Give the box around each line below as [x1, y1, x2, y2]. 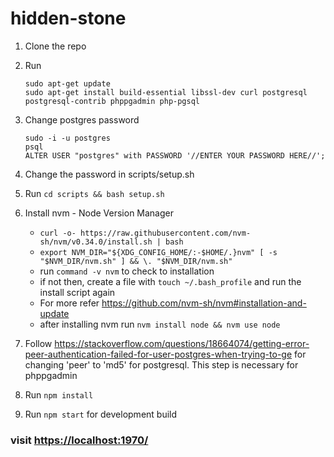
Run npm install [24, 388, 94, 401]
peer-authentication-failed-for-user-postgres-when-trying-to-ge [24, 348, 293, 360]
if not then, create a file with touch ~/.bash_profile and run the [39, 275, 302, 287]
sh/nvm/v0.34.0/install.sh [39, 237, 153, 247]
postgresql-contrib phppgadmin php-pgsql [24, 96, 200, 106]
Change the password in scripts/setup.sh [24, 168, 195, 180]
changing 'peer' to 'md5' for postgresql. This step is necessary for [24, 358, 299, 371]
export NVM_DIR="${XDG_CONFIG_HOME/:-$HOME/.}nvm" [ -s [39, 247, 278, 257]
